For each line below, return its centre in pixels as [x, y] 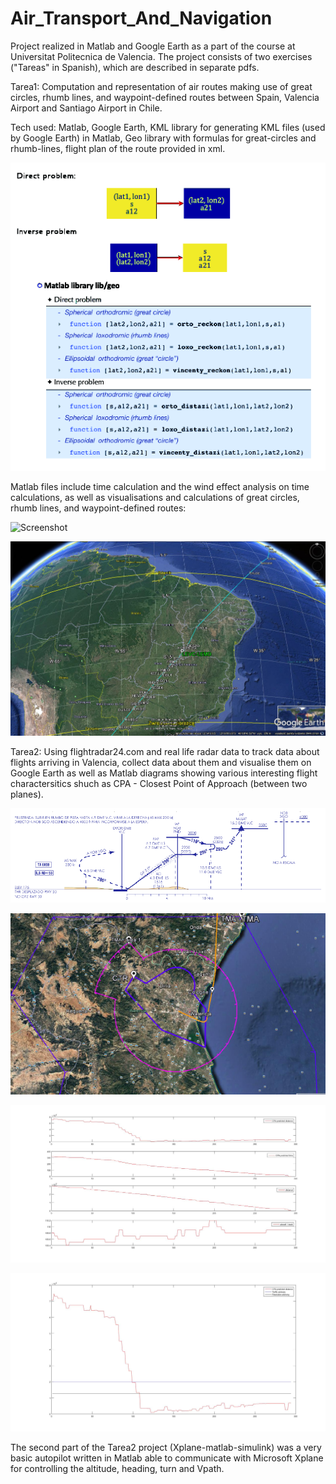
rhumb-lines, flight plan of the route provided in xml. [118, 148]
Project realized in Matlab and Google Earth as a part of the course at [153, 46]
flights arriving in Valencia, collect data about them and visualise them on [161, 762]
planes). [27, 794]
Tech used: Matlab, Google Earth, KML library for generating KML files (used [168, 127]
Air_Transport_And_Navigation [141, 18]
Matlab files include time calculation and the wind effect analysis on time [160, 487]
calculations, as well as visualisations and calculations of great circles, [155, 498]
